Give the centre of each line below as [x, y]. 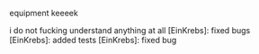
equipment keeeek [44, 13]
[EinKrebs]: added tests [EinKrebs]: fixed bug [93, 40]
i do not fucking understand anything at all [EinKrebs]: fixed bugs [130, 30]
